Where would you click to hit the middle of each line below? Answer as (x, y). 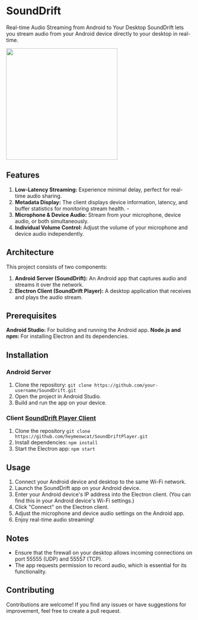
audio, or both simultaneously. (52, 221)
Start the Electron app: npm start (55, 449)
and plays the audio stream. (49, 297)
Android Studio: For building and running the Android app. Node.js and (93, 330)
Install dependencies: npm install (56, 442)
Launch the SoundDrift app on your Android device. (78, 488)
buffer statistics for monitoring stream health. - (72, 208)
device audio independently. (49, 233)
